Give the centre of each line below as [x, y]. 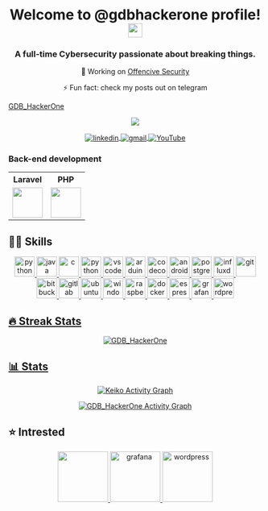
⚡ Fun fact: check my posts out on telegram [135, 88]
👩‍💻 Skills [31, 241]
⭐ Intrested [37, 432]
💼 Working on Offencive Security [135, 72]
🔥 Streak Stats [45, 321]
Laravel [28, 180]
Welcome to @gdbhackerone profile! [135, 15]
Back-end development [55, 159]
